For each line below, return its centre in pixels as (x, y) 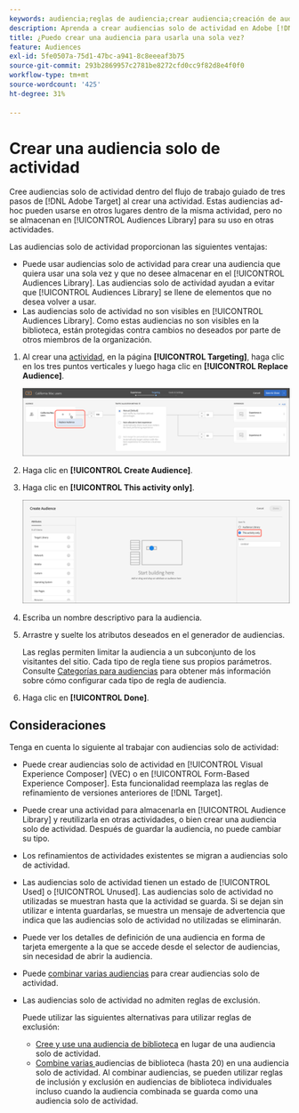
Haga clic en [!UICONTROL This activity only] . (108, 488)
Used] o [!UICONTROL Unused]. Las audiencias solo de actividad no (148, 891)
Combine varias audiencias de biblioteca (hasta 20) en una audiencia (162, 1062)
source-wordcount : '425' (55, 85)
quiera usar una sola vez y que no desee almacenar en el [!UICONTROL (153, 274)
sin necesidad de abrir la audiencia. (87, 956)
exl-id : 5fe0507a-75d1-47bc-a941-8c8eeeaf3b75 (97, 56)
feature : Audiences (45, 47)
